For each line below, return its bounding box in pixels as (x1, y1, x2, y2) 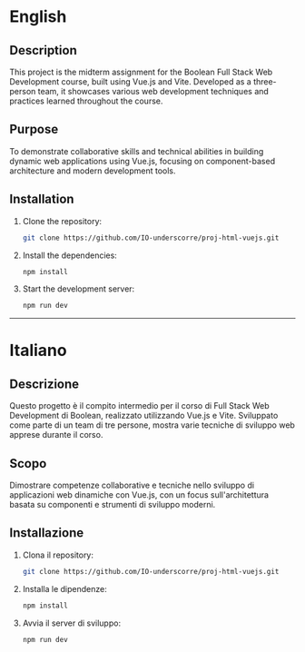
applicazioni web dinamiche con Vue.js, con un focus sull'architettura (9, 489, 270, 500)
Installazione (9, 525, 84, 541)
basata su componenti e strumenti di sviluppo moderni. (9, 499, 216, 510)
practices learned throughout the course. (9, 95, 163, 106)
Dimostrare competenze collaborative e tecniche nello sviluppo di (9, 479, 255, 491)
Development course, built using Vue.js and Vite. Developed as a (9, 76, 251, 87)
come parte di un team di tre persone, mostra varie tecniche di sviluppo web (9, 420, 295, 430)
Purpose (9, 122, 59, 137)
